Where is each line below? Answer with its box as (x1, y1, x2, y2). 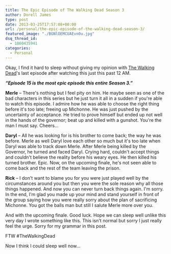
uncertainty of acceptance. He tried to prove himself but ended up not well (5, 111, 162, 118)
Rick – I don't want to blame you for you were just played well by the (5, 175, 149, 181)
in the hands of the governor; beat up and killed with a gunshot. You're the (5, 117, 162, 123)
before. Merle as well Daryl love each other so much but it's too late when (5, 138, 161, 144)
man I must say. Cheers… (5, 122, 59, 129)
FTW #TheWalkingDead (5, 232, 55, 239)
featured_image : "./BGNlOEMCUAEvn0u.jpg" (5, 31, 95, 36)
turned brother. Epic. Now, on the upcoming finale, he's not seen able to (5, 159, 157, 165)
